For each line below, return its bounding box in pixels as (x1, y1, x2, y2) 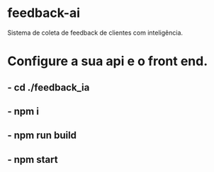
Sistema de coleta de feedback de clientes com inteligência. (7, 28, 183, 37)
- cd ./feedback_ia (7, 81, 90, 93)
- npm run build (7, 130, 77, 142)
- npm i (7, 105, 39, 117)
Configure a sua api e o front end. (7, 53, 208, 69)
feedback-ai (7, 5, 80, 21)
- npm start (7, 154, 58, 166)
